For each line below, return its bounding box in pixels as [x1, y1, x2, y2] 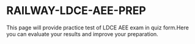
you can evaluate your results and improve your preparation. [6, 30, 159, 37]
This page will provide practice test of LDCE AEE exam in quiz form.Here [6, 24, 189, 31]
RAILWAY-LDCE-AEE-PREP [6, 4, 147, 18]
